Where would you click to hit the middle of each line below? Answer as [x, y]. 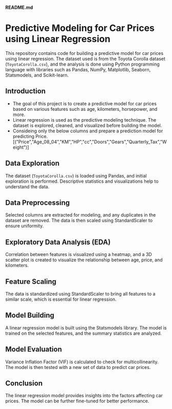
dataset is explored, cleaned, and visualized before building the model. [87, 125]
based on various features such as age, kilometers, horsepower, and [85, 109]
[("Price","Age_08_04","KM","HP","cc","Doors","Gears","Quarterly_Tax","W [90, 142]
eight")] [21, 147]
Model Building [30, 315]
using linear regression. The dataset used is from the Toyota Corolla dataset [85, 59]
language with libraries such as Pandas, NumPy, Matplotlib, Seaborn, [78, 69]
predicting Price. [30, 136]
